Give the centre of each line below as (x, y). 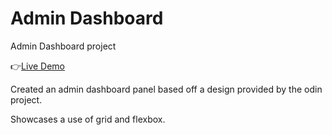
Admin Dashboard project (63, 46)
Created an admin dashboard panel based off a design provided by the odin (166, 89)
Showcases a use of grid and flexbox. (88, 119)
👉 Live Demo (38, 66)
